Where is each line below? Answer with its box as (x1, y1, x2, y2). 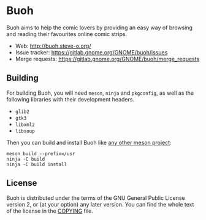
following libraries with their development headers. (6, 95, 135, 103)
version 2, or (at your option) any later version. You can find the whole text (6, 200, 194, 208)
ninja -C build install (6, 161, 67, 167)
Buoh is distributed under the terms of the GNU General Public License (6, 194, 185, 202)
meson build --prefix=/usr (6, 150, 75, 156)
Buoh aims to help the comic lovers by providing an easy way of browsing (6, 24, 193, 31)
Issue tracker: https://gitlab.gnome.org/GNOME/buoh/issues (15, 48, 168, 56)
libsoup (15, 128, 35, 134)
